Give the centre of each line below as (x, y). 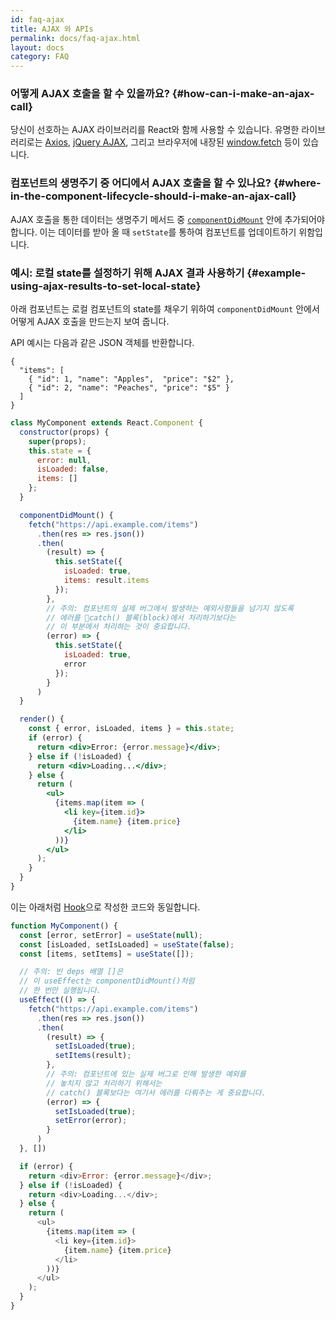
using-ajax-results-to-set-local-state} (106, 286)
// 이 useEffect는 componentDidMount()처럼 (107, 981)
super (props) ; (57, 441)
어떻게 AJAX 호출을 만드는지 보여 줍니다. (90, 322)
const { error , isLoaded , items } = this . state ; (131, 729)
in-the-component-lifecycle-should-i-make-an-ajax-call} (153, 196)
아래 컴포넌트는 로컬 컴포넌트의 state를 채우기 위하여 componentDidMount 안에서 (165, 309)
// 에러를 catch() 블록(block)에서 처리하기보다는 (141, 617)
